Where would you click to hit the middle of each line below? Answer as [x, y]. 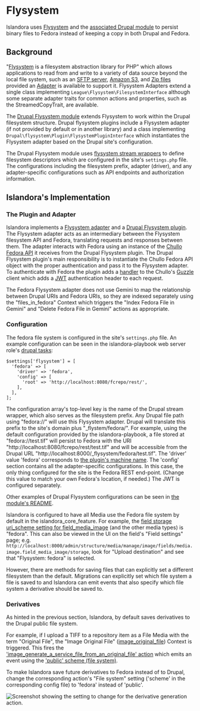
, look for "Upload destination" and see [136, 551]
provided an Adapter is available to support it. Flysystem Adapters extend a [99, 86]
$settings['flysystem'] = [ [41, 361]
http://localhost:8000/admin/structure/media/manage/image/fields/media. [100, 546]
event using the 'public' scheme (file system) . [62, 661]
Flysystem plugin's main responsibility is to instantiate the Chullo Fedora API [100, 259]
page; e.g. [19, 540]
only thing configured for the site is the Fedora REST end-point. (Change [95, 472]
